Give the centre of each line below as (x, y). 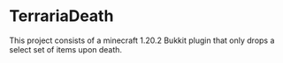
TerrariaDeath (61, 16)
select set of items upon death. (65, 49)
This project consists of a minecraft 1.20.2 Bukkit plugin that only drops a (142, 40)
